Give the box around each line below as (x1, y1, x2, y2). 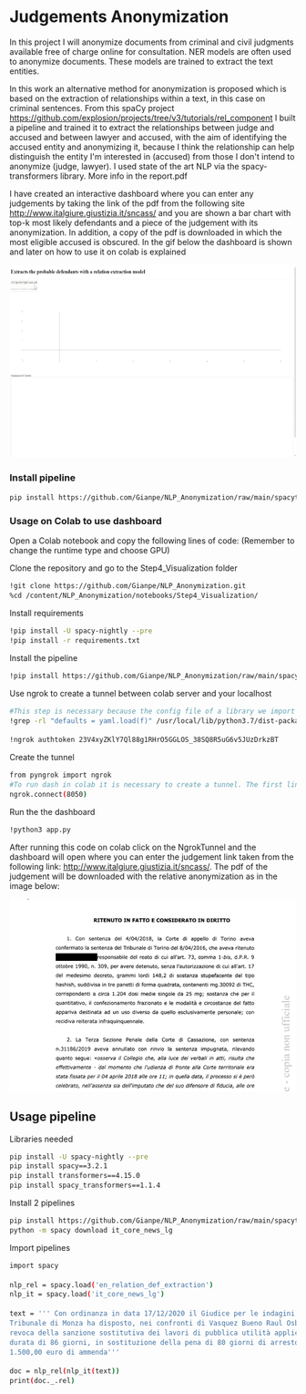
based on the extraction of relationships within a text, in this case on (9, 93, 266, 104)
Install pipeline (9, 471, 76, 484)
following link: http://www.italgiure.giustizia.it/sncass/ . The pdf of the (9, 861, 269, 872)
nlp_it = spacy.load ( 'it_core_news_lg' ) (9, 1290, 166, 1299)
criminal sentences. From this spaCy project (9, 102, 175, 113)
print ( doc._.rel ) (9, 1377, 76, 1386)
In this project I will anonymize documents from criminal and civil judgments (9, 36, 294, 47)
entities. (9, 66, 39, 77)
